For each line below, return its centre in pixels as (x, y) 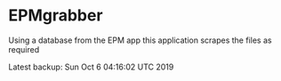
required (24, 49)
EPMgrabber (56, 16)
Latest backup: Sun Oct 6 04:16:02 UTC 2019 (91, 67)
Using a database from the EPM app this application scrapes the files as (140, 40)
